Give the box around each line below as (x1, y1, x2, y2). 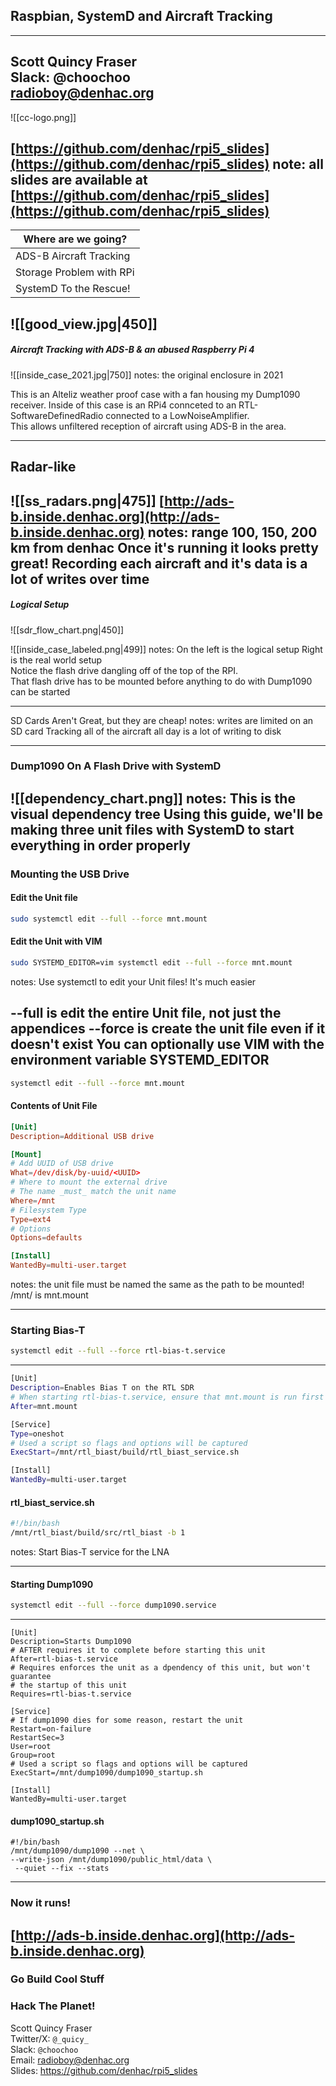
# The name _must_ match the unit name (10, 1187, 177, 1197)
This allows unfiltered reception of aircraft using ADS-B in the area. (10, 420, 287, 432)
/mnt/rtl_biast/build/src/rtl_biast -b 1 (10, 1528, 186, 1538)
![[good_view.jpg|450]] (10, 315, 158, 333)
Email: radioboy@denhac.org (10, 2054, 130, 2066)
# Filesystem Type (10, 1205, 87, 1215)
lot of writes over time (10, 570, 150, 588)
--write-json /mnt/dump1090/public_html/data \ (10, 1855, 213, 1865)
